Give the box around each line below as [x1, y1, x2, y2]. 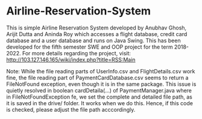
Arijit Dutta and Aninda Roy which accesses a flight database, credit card [6, 30, 188, 37]
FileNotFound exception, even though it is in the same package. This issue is [6, 80, 197, 88]
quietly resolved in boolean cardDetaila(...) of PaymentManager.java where [6, 87, 192, 94]
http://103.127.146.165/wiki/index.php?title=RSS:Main [6, 56, 136, 63]
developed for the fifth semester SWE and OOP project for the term [6, 43, 173, 50]
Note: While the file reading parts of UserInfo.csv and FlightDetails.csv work [6, 67, 195, 75]
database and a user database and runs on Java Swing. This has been [6, 37, 181, 44]
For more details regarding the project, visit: [22, 49, 131, 56]
